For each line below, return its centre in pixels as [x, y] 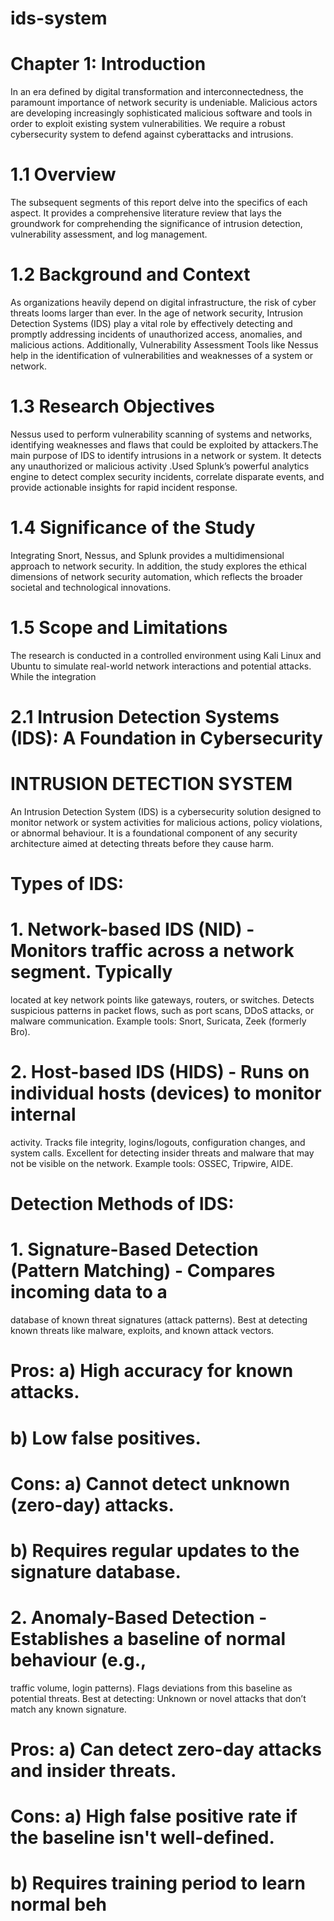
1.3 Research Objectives [112, 406]
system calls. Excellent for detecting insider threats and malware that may [162, 1153]
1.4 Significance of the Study [133, 528]
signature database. [96, 1571]
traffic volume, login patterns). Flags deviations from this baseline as [151, 1688]
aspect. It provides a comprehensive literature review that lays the [146, 213]
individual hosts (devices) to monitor [166, 1093]
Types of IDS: [67, 884]
